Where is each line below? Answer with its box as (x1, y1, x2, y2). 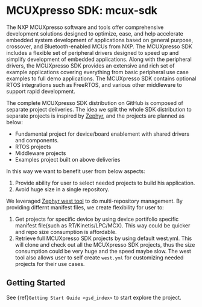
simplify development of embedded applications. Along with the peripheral (6, 55, 192, 63)
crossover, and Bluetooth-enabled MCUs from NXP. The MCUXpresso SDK (6, 43, 193, 50)
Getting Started (6, 278, 66, 288)
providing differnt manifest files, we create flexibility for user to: (6, 203, 164, 211)
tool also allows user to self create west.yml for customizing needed (14, 254, 184, 261)
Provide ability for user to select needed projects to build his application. (14, 179, 195, 186)
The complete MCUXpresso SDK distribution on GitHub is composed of (6, 99, 184, 106)
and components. (14, 136, 59, 144)
